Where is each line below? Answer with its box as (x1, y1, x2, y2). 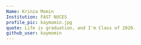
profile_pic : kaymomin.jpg (6, 19, 73, 25)
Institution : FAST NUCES (6, 14, 67, 20)
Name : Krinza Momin (6, 8, 54, 15)
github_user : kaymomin (6, 30, 62, 36)
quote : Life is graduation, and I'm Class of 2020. (6, 25, 136, 31)
